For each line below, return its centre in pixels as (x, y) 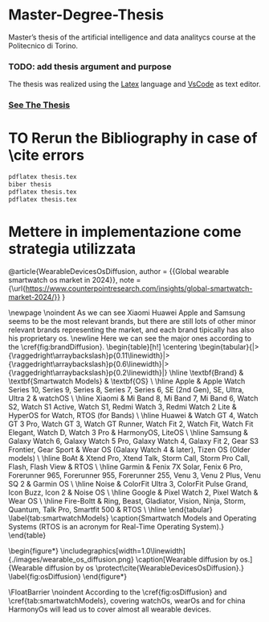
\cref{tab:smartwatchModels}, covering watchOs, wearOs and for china (127, 600)
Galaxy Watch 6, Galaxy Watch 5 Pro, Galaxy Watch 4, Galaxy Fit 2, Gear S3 (134, 441)
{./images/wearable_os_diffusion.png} (71, 559)
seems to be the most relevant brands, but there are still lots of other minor (132, 321)
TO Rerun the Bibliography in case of (133, 138)
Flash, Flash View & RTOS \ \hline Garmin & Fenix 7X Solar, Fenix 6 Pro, (126, 466)
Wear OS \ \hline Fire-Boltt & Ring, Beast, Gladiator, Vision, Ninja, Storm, (127, 500)
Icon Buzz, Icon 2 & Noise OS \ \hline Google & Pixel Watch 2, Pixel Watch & (133, 492)
